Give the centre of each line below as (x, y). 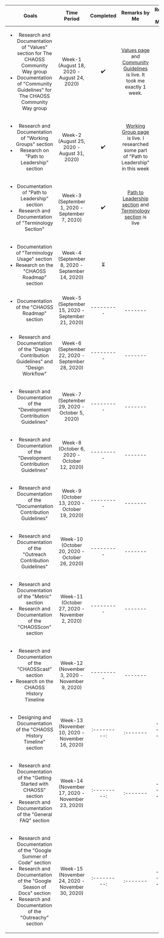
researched (135, 144)
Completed (103, 16)
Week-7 (72, 394)
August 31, (72, 153)
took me (135, 81)
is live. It (135, 74)
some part (135, 150)
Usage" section (34, 259)
